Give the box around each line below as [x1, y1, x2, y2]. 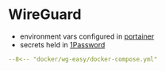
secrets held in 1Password [19, 39, 106, 49]
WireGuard [8, 6, 82, 24]
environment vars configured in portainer [19, 32, 155, 41]
